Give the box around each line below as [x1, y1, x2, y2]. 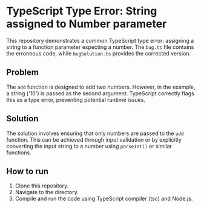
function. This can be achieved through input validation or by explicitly [6, 136, 182, 143]
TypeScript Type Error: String [6, 4, 157, 18]
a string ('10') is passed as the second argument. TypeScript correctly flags [6, 89, 195, 97]
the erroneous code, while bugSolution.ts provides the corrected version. [6, 49, 191, 57]
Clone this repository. [15, 182, 69, 189]
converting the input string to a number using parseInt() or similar [6, 142, 173, 150]
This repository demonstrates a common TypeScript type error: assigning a [6, 37, 194, 44]
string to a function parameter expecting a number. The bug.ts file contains [6, 43, 194, 51]
